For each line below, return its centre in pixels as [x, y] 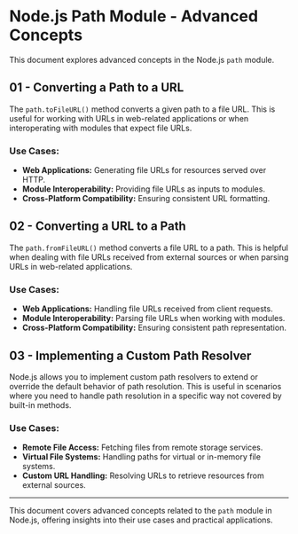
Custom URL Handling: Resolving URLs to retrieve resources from [143, 475]
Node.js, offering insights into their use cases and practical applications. [141, 520]
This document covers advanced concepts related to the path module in [141, 511]
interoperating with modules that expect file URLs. [101, 128]
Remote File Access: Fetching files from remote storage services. [142, 448]
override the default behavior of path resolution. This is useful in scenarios [145, 386]
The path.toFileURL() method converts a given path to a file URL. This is [142, 109]
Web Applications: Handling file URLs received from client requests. [147, 309]
